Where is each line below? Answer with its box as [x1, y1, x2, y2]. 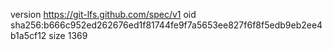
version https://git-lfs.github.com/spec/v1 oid [10, 9, 197, 20]
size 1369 [48, 30, 88, 41]
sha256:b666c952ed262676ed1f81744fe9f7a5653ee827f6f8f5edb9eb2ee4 [10, 19, 323, 31]
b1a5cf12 [10, 30, 47, 41]
